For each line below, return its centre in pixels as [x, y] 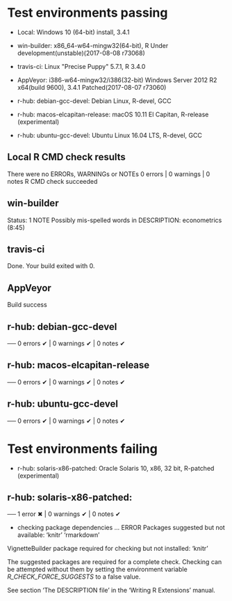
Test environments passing [88, 13]
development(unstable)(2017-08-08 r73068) [81, 53]
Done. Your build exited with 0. [51, 266]
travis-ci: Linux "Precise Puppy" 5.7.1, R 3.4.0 [81, 66]
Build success [27, 305]
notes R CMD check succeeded [52, 181]
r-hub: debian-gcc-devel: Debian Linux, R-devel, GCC [94, 101]
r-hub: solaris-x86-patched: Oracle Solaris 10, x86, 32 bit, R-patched [116, 468]
